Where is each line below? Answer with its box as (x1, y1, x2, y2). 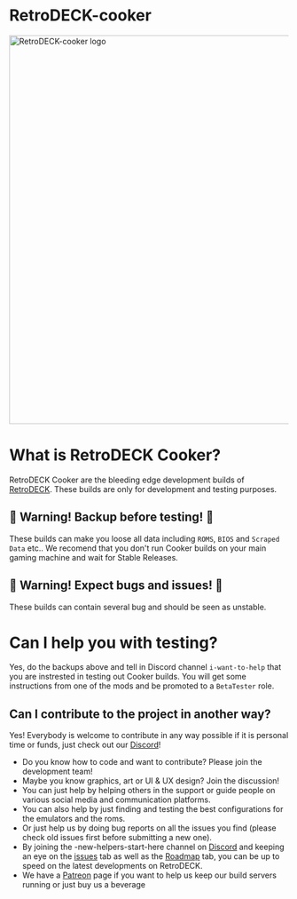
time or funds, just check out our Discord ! (9, 739, 161, 751)
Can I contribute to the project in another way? (9, 706, 272, 721)
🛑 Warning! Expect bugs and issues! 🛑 (9, 578, 223, 593)
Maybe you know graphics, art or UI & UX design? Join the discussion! (21, 776, 280, 786)
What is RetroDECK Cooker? (9, 445, 222, 465)
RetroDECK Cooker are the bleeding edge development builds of (9, 474, 246, 485)
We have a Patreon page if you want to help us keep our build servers (21, 870, 277, 880)
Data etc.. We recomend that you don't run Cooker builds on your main (9, 543, 267, 553)
